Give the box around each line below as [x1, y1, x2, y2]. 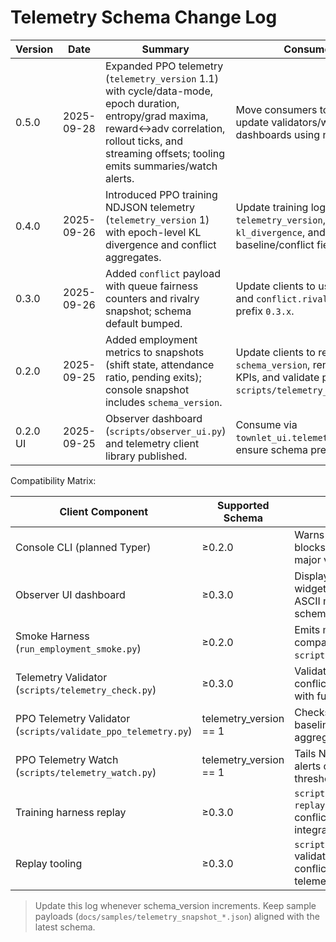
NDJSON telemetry [104, 200, 196, 214]
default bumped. [104, 316, 183, 330]
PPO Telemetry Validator [15, 711, 131, 725]
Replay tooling [15, 856, 83, 870]
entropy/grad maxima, [104, 109, 209, 123]
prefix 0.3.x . [235, 304, 295, 318]
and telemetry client [104, 436, 200, 450]
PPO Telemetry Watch [15, 752, 119, 766]
